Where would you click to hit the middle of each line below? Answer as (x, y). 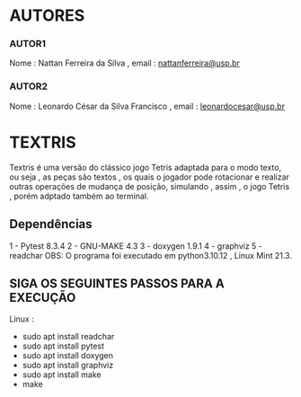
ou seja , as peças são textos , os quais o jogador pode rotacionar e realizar (150, 177)
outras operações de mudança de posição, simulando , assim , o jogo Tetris (150, 186)
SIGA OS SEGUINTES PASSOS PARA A (117, 283)
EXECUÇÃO (43, 297)
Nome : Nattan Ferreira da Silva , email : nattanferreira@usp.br (125, 63)
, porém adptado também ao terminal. (79, 196)
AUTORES (47, 16)
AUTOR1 (28, 44)
